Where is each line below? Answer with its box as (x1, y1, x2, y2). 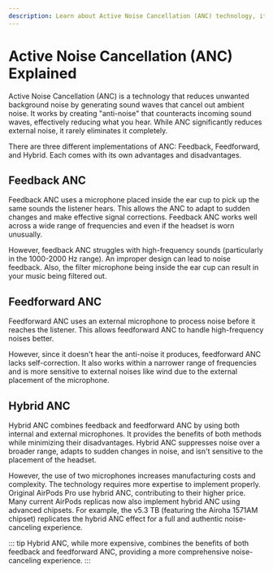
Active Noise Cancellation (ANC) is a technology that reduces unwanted (8, 91, 249, 101)
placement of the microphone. (8, 375, 110, 385)
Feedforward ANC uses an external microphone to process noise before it (8, 316, 256, 326)
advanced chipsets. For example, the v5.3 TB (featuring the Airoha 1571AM (8, 506, 258, 514)
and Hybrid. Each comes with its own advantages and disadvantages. (8, 150, 242, 159)
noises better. (8, 334, 54, 344)
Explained (8, 64, 77, 82)
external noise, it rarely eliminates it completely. (8, 125, 168, 135)
